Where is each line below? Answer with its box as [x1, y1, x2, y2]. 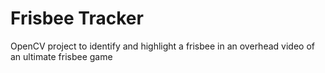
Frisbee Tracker [10, 7, 144, 30]
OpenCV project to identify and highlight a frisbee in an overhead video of [10, 40, 315, 52]
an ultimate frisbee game [10, 50, 113, 62]
